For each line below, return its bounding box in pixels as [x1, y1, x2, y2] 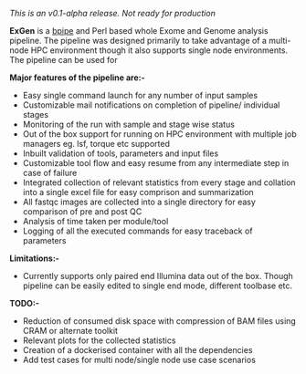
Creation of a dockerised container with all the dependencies [22, 345, 253, 355]
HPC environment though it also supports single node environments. [30, 45, 289, 56]
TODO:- [9, 298, 39, 308]
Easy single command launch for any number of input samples [22, 90, 259, 100]
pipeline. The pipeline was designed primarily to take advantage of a [9, 36, 268, 46]
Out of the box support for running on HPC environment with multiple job [22, 129, 297, 140]
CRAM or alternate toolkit [22, 326, 119, 336]
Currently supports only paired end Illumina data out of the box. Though [22, 271, 294, 281]
